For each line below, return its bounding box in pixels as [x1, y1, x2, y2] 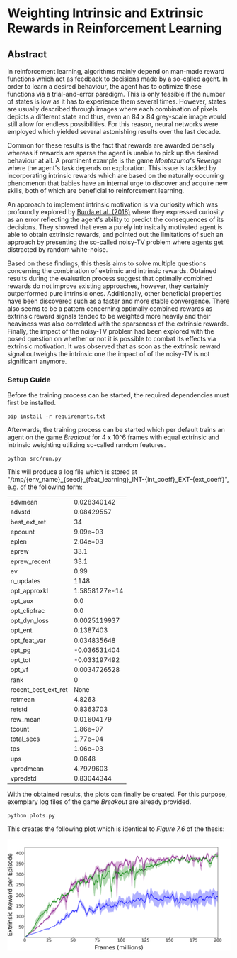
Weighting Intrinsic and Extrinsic [7, 5, 204, 21]
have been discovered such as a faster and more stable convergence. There [7, 297, 230, 305]
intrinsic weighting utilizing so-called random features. [7, 441, 166, 449]
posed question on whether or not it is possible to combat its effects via [7, 335, 216, 343]
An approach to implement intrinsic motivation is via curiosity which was [7, 200, 218, 209]
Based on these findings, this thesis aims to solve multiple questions [7, 259, 207, 268]
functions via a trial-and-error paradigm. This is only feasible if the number [7, 90, 226, 98]
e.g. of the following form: [7, 483, 83, 491]
